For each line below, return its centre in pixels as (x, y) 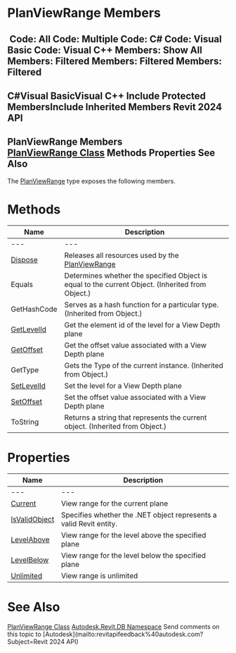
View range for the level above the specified (133, 535)
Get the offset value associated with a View (136, 345)
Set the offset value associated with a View (135, 397)
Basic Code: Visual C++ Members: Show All (105, 50)
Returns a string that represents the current (136, 417)
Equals (22, 284)
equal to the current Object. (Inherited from (135, 284)
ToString (25, 422)
